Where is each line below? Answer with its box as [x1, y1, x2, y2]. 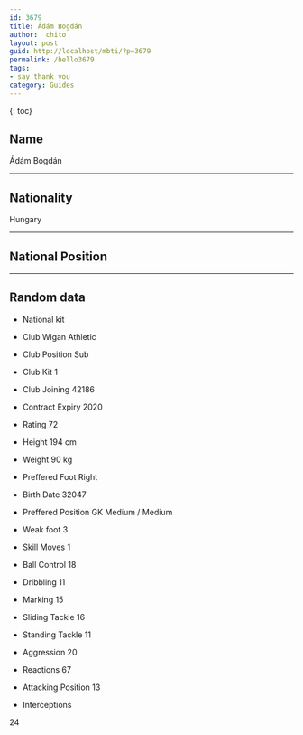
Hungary [9, 214, 42, 225]
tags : [9, 64, 30, 73]
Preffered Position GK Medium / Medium [22, 506, 173, 517]
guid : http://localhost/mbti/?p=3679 [9, 47, 151, 56]
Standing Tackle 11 [22, 629, 92, 640]
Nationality [9, 190, 73, 205]
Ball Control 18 [22, 559, 77, 570]
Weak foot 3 [22, 523, 69, 534]
